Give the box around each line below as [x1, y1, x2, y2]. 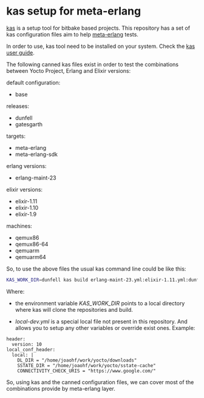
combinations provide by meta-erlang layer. [6, 385, 115, 392]
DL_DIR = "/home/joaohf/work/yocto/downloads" [17, 357, 137, 363]
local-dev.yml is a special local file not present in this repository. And [15, 317, 188, 325]
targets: [6, 132, 26, 140]
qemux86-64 [15, 240, 49, 248]
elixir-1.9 [15, 211, 37, 218]
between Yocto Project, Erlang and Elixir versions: [6, 67, 131, 74]
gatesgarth [15, 120, 43, 128]
